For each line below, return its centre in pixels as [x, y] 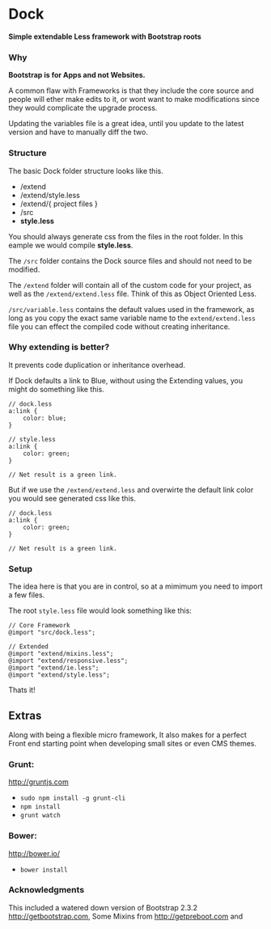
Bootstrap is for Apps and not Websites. [77, 75]
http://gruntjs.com [38, 782]
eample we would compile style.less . [71, 245]
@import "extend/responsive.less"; [68, 661]
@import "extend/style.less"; [59, 675]
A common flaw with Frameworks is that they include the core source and [131, 91]
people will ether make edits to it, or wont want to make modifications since [134, 99]
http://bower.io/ [34, 853]
